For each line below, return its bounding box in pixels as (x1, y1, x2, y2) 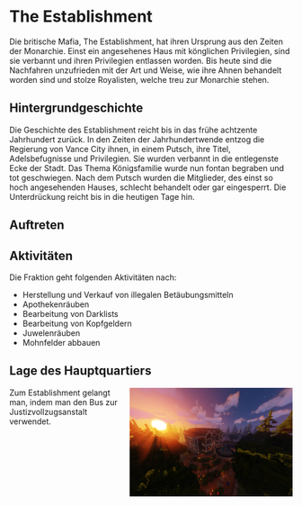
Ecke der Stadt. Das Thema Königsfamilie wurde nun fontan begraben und (9, 162, 285, 173)
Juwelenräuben (22, 327, 81, 339)
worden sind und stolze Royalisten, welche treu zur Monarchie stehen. (9, 74, 270, 85)
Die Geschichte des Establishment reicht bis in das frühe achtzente (9, 124, 258, 135)
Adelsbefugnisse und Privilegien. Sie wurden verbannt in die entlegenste (9, 153, 279, 164)
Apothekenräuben (22, 299, 90, 310)
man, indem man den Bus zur (9, 396, 119, 407)
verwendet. (9, 416, 52, 427)
